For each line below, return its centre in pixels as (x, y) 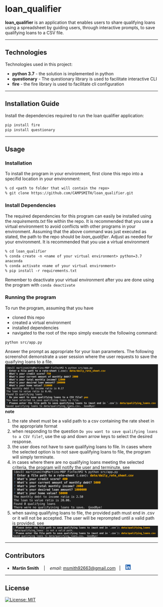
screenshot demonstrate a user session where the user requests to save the (81, 356)
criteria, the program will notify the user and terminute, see (71, 468)
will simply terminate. (33, 457)
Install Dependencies (31, 205)
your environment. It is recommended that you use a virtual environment (77, 242)
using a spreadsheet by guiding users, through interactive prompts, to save (80, 27)
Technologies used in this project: (39, 64)
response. (22, 442)
